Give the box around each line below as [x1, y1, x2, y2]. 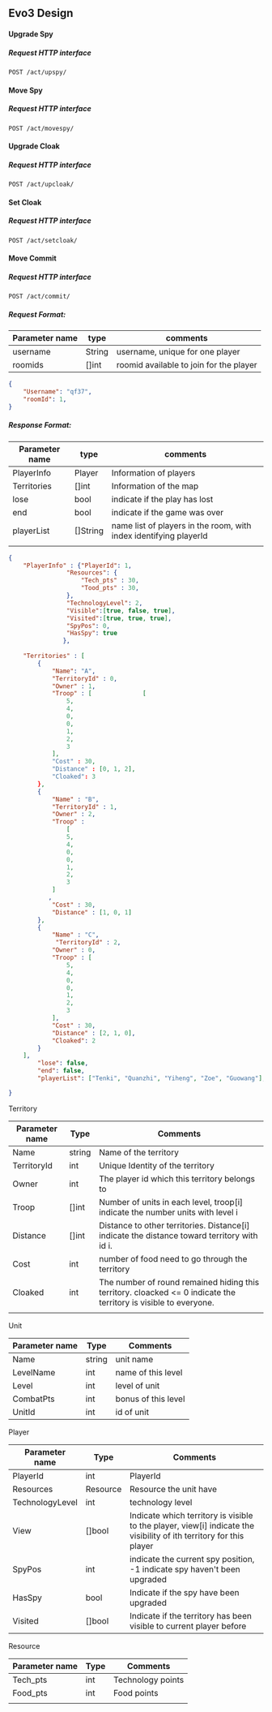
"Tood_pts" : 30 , [80, 584, 139, 592]
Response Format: [8, 420, 72, 430]
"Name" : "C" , [51, 931, 100, 940]
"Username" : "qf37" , [23, 388, 92, 396]
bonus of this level [115, 1393, 185, 1404]
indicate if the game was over [111, 506, 224, 518]
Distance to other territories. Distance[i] [98, 1219, 250, 1231]
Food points [113, 1687, 159, 1698]
